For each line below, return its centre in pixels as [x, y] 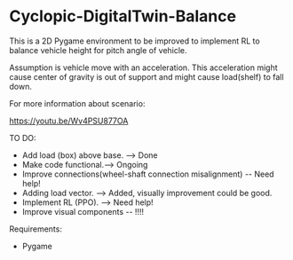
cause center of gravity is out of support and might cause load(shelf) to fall [146, 76]
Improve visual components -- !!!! [83, 211]
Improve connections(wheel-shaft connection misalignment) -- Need [148, 174]
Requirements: [36, 229]
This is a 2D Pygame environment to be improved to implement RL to [135, 41]
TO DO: [23, 138]
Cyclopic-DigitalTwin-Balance [123, 16]
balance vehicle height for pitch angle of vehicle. [99, 50]
